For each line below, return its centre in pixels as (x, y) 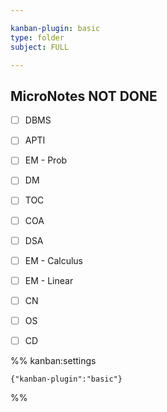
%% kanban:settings (53, 360)
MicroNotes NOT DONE (84, 96)
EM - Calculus (53, 260)
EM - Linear (49, 280)
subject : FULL (40, 47)
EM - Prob (46, 160)
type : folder (37, 37)
